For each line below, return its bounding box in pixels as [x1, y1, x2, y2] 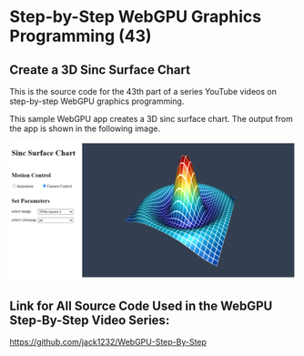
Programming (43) [9, 25, 152, 46]
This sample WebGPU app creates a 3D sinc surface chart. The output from [9, 114, 293, 124]
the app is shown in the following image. [9, 123, 161, 134]
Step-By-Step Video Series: [9, 312, 170, 328]
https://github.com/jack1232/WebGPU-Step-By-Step [9, 336, 208, 347]
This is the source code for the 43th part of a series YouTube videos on [9, 86, 278, 97]
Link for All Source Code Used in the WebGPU [9, 298, 273, 313]
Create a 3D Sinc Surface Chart [9, 62, 191, 77]
